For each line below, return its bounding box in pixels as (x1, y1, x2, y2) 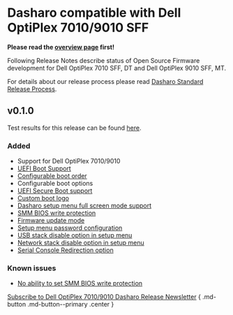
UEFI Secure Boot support (17, 186, 93, 195)
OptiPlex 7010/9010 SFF (7, 20, 149, 36)
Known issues (7, 263, 57, 273)
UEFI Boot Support (17, 164, 71, 173)
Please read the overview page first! (7, 43, 115, 51)
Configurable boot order (17, 172, 87, 180)
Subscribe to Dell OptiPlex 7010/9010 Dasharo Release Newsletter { (7, 293, 201, 301)
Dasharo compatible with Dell (7, 5, 181, 21)
